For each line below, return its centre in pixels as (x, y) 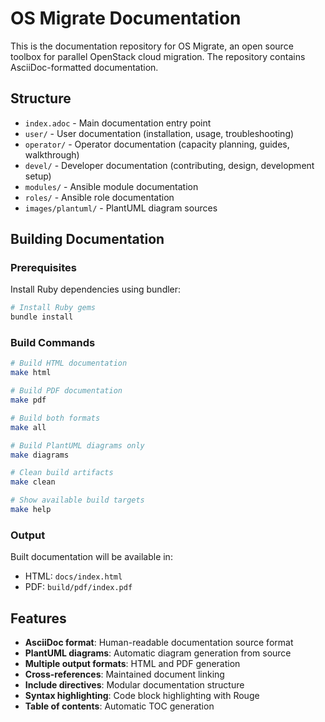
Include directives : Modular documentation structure (134, 685)
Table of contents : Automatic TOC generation (119, 706)
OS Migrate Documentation (126, 18)
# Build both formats (55, 418)
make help (31, 510)
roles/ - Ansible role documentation (99, 197)
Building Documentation (87, 239)
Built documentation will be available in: (91, 557)
